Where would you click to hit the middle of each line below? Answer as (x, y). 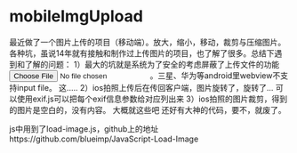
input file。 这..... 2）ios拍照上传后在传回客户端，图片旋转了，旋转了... (145, 87)
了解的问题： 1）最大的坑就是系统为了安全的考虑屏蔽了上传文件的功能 (152, 64)
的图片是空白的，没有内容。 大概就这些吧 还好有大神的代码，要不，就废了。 (148, 109)
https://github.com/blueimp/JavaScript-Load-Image (104, 139)
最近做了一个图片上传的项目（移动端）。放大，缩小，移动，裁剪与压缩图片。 (148, 42)
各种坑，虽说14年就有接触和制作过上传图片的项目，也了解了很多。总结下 (142, 53)
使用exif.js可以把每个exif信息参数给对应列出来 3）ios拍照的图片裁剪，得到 (152, 99)
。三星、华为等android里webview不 (215, 75)
